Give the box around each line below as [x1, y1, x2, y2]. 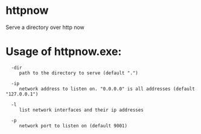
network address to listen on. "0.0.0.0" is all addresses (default [19, 86, 196, 92]
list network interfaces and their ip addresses [19, 107, 144, 113]
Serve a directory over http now [5, 24, 85, 31]
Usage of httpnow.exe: [5, 45, 122, 59]
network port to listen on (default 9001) [19, 123, 128, 129]
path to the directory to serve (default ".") [19, 70, 138, 76]
